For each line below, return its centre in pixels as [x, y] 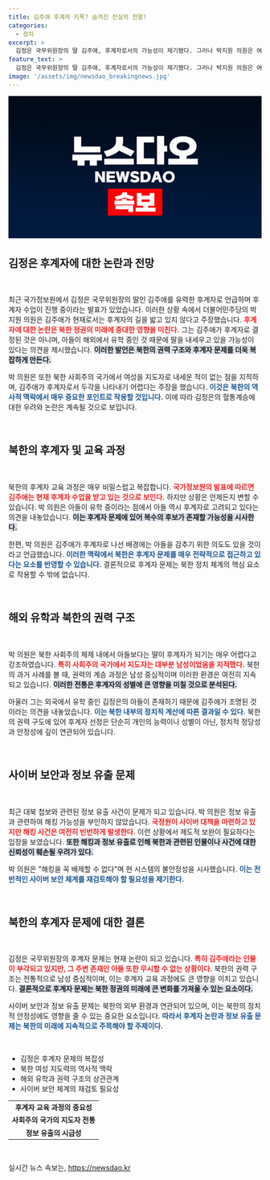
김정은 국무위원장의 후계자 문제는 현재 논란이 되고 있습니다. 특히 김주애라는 [125, 959]
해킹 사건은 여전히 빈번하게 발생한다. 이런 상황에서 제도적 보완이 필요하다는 [139, 832]
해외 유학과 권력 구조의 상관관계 [69, 1079]
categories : [28, 25]
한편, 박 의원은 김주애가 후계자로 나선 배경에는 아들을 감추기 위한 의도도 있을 [127, 544]
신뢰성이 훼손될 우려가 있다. [51, 852]
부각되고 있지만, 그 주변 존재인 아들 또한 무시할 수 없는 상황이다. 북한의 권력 [133, 968]
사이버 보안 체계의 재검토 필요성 [69, 1089]
